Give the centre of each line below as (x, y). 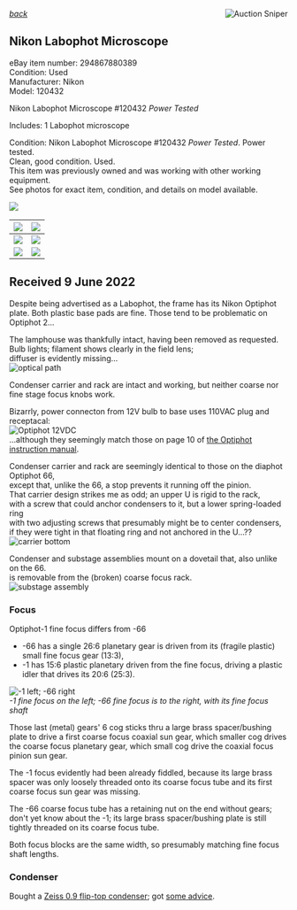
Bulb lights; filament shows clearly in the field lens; (102, 349)
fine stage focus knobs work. (62, 394)
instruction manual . (44, 449)
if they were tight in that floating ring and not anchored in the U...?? (131, 532)
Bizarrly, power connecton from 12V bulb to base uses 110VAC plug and (139, 411)
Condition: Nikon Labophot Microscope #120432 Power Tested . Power (137, 143)
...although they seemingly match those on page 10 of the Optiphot (131, 439)
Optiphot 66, (32, 475)
